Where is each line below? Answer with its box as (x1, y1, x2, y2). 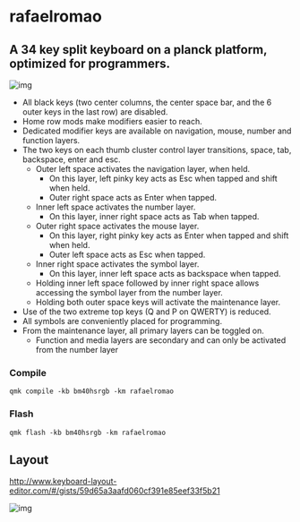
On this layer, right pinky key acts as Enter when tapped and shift (48, 230, 289, 241)
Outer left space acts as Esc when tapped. (48, 249, 206, 260)
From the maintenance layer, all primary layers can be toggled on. (21, 325, 264, 336)
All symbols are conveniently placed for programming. (21, 316, 222, 326)
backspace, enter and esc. (21, 154, 121, 165)
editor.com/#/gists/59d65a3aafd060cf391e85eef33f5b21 (9, 485, 221, 496)
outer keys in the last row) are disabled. (21, 107, 168, 117)
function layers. (21, 135, 81, 145)
